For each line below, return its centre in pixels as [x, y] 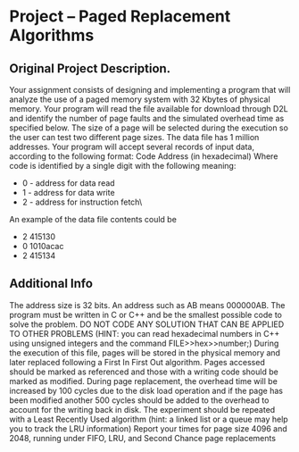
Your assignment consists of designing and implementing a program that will [150, 90]
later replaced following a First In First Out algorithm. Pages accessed [137, 362]
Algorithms [52, 35]
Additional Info [51, 284]
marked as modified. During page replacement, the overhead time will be [144, 381]
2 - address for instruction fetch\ [82, 202]
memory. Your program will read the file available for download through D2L [149, 109]
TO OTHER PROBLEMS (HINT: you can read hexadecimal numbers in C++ [145, 333]
